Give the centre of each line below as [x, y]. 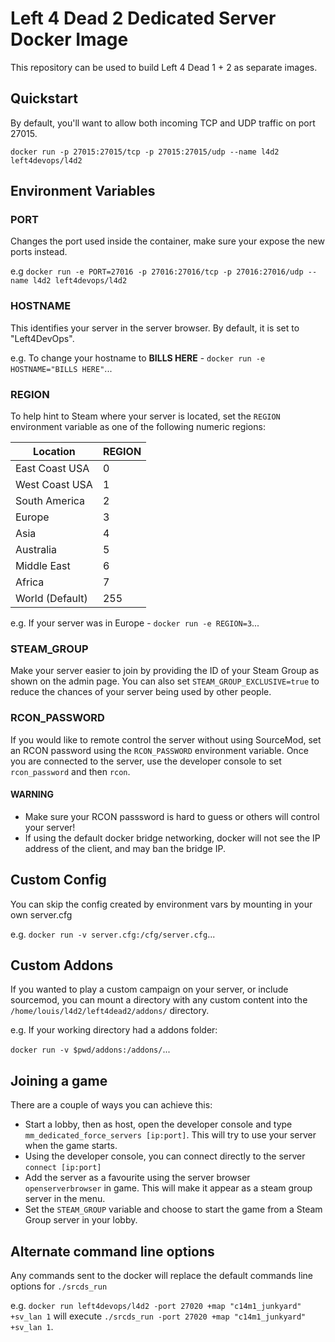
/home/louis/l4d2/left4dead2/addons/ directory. [110, 1011]
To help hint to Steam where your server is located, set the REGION [145, 416]
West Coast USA [54, 485]
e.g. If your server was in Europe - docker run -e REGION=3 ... [135, 623]
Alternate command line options [112, 1251]
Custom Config [58, 880]
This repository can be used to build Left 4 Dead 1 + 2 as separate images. [164, 67]
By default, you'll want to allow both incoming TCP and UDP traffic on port [163, 123]
